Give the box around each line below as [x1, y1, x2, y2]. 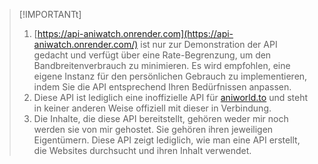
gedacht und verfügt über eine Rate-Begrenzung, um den [33, 49, 272, 61]
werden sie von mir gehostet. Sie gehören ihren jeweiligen [33, 124, 274, 135]
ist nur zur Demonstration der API [140, 39, 278, 50]
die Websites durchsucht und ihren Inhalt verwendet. [33, 145, 252, 156]
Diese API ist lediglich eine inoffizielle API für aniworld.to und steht [33, 92, 309, 103]
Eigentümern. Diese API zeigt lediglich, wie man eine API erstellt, [33, 134, 301, 146]
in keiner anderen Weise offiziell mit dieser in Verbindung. [33, 102, 272, 114]
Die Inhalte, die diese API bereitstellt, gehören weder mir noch [33, 113, 289, 124]
